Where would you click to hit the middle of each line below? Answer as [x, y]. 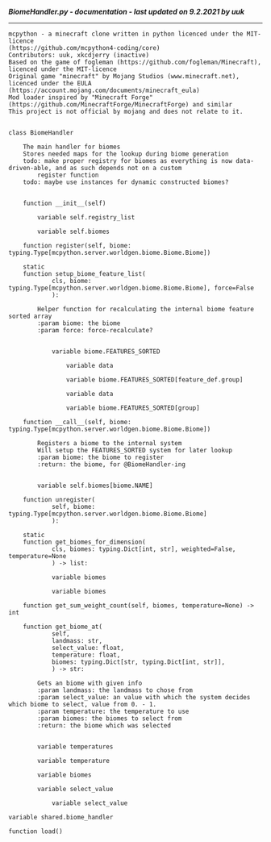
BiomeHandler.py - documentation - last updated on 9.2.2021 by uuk [126, 12]
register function [68, 175]
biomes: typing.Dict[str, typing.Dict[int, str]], [138, 662]
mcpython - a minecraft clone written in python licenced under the [126, 34]
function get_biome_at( [63, 627]
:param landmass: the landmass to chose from [115, 690]
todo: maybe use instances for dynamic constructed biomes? [126, 182]
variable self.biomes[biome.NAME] [95, 486]
